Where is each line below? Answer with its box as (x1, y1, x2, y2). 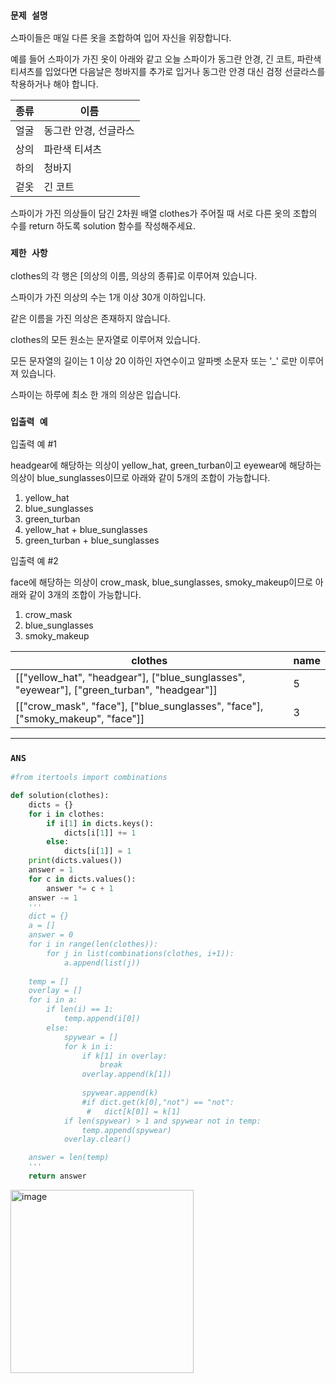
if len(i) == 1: (46, 1004, 114, 1015)
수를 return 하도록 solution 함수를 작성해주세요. (10, 220, 196, 232)
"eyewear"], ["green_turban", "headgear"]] (15, 683, 218, 697)
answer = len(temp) (28, 1153, 110, 1163)
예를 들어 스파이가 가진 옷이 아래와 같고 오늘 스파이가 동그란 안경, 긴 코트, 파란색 (10, 53, 322, 65)
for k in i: (63, 1041, 114, 1052)
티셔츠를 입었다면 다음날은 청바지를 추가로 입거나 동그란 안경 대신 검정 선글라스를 (10, 66, 326, 78)
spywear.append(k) (81, 1088, 159, 1098)
